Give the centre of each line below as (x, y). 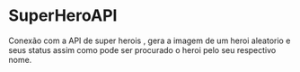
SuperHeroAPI (63, 16)
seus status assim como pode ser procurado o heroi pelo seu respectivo (142, 49)
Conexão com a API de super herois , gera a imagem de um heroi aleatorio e (150, 40)
